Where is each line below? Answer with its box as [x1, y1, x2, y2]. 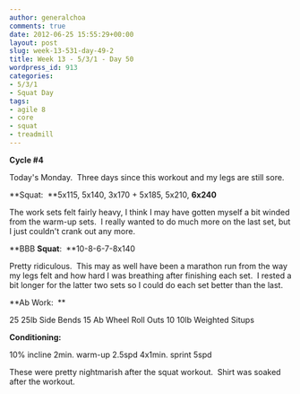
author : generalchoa [9, 13, 87, 22]
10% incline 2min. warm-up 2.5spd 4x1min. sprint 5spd [9, 349, 212, 360]
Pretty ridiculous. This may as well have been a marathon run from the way [9, 260, 288, 271]
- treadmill [9, 130, 54, 139]
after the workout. [9, 376, 76, 387]
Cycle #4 [9, 154, 44, 165]
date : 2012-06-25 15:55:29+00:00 [9, 30, 134, 39]
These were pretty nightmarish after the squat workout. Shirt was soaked [9, 366, 281, 377]
